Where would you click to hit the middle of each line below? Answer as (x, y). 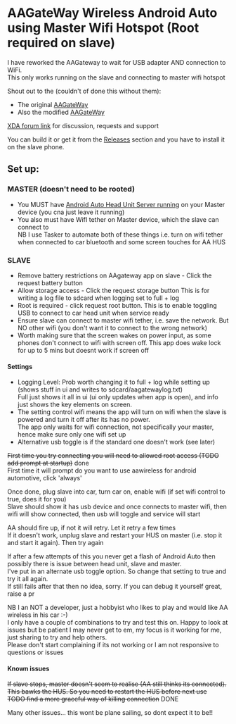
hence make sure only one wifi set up (72, 435)
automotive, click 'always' (45, 478)
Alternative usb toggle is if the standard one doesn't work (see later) (116, 442)
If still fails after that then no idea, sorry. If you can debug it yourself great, (115, 587)
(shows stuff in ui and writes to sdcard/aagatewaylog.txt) (100, 389)
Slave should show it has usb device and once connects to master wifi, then (117, 507)
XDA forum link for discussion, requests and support (83, 125)
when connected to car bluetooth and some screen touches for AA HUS (122, 242)
